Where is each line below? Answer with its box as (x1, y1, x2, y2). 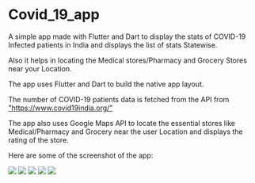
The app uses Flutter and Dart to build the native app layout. (8, 79, 204, 89)
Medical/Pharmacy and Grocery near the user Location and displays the (8, 127, 243, 136)
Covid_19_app (8, 6, 101, 24)
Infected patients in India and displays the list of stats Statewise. (8, 40, 218, 49)
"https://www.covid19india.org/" (8, 103, 113, 112)
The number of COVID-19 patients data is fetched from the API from (8, 94, 230, 104)
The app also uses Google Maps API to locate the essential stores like (8, 118, 236, 128)
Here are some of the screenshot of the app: (8, 151, 154, 160)
